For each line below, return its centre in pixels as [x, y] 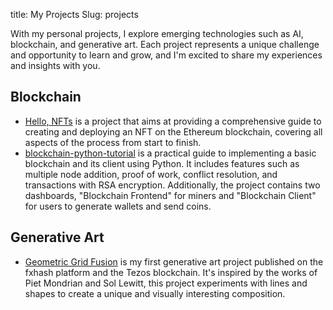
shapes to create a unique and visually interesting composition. [155, 293]
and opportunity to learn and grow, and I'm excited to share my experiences [166, 55]
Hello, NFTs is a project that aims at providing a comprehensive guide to [173, 121]
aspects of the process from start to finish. [113, 142]
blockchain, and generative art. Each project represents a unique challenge [165, 44]
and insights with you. [55, 65]
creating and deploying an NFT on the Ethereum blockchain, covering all [173, 131]
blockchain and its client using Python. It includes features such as [162, 163]
